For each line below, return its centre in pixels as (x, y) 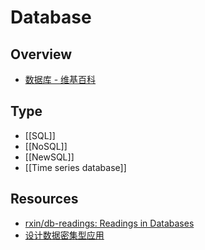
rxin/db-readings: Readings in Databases (109, 223)
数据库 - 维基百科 (60, 79)
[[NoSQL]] (46, 146)
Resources (44, 199)
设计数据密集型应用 (64, 235)
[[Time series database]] (75, 167)
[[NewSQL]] (49, 157)
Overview (41, 54)
